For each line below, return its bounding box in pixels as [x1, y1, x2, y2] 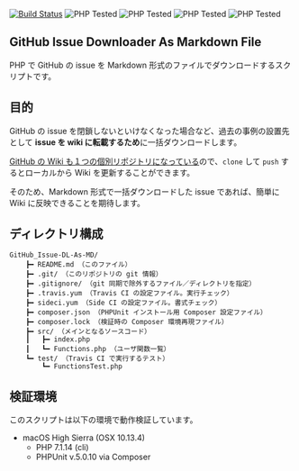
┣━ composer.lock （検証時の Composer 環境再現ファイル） [25, 318, 229, 327]
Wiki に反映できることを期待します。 [9, 197, 146, 208]
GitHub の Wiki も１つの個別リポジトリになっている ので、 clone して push [9, 156, 279, 167]
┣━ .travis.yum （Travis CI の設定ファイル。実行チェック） [25, 289, 234, 298]
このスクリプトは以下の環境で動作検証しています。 [9, 414, 198, 425]
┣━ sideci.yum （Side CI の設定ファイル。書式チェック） [25, 298, 222, 308]
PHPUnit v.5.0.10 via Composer [35, 451, 151, 463]
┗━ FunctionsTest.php [41, 362, 123, 371]
